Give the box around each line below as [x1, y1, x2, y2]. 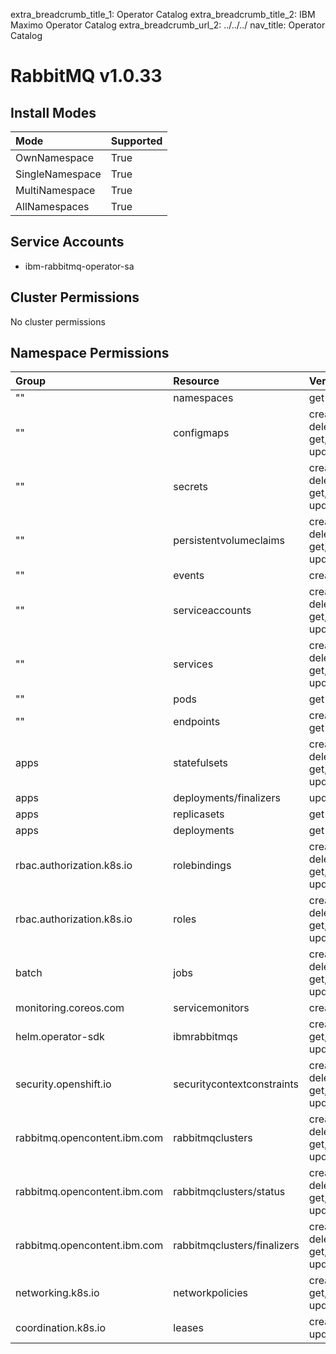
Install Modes [10, 104, 97, 121]
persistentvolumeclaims [173, 534, 285, 548]
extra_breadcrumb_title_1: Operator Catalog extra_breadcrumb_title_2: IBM [10, 9, 316, 20]
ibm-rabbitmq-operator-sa [24, 260, 135, 272]
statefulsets [173, 756, 229, 770]
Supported [110, 134, 163, 148]
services [173, 657, 214, 671]
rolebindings [173, 859, 232, 873]
